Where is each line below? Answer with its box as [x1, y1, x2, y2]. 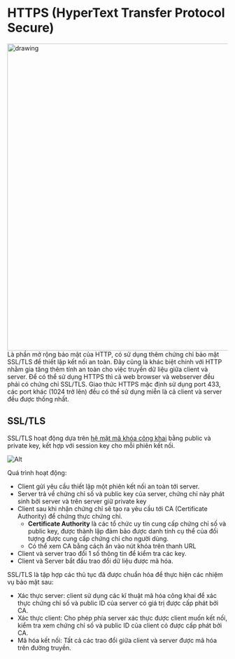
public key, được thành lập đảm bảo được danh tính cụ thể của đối [27, 526, 218, 535]
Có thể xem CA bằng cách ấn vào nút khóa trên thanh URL [27, 542, 197, 550]
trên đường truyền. [17, 644, 71, 652]
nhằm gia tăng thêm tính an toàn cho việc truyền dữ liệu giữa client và [7, 365, 208, 373]
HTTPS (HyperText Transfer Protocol [7, 5, 225, 21]
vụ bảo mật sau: [7, 578, 54, 586]
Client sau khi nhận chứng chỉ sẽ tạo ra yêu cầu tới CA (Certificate [17, 504, 208, 513]
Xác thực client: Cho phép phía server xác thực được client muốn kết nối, [17, 613, 227, 622]
